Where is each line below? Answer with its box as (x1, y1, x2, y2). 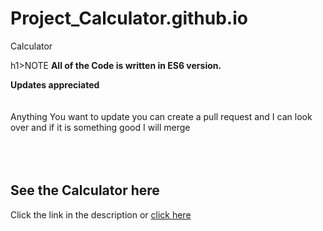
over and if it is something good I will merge (10, 121, 191, 133)
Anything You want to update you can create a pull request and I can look (10, 110, 313, 122)
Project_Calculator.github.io (10, 7, 248, 30)
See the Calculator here (10, 182, 160, 199)
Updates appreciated (10, 78, 100, 91)
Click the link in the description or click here (10, 208, 192, 221)
